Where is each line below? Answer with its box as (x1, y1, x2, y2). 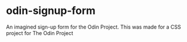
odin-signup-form (6, 4, 96, 17)
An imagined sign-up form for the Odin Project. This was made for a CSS (6, 23, 181, 30)
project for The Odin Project (6, 29, 74, 36)
